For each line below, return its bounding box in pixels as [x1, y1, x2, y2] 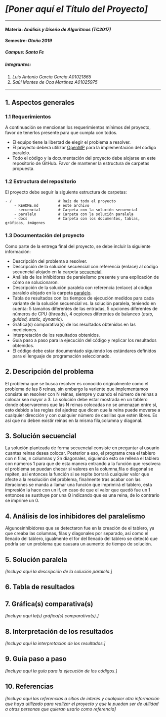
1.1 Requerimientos [5, 113, 51, 120]
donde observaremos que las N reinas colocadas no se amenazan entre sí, [5, 402, 158, 408]
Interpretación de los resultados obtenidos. [12, 332, 100, 338]
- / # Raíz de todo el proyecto [5, 199, 116, 204]
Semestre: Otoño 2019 [5, 38, 52, 44]
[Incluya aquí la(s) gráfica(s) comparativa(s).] [5, 613, 99, 619]
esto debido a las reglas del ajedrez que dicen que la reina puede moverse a [5, 407, 161, 413]
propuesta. [12, 166, 35, 172]
